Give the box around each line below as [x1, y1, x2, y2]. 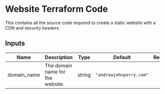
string [77, 71, 91, 78]
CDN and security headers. [5, 25, 60, 31]
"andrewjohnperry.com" [95, 72, 149, 77]
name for [45, 68, 66, 75]
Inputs [5, 39, 26, 48]
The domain [45, 62, 73, 69]
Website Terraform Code [5, 3, 108, 15]
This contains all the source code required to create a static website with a [5, 20, 156, 26]
